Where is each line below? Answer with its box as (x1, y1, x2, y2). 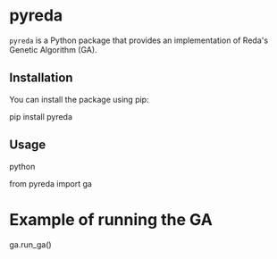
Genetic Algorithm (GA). (9, 44, 97, 54)
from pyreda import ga (9, 178, 92, 188)
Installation (9, 71, 73, 86)
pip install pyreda (9, 111, 73, 121)
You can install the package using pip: (9, 94, 149, 104)
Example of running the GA (9, 209, 213, 230)
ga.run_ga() (9, 238, 52, 250)
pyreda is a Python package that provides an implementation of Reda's (9, 35, 269, 46)
